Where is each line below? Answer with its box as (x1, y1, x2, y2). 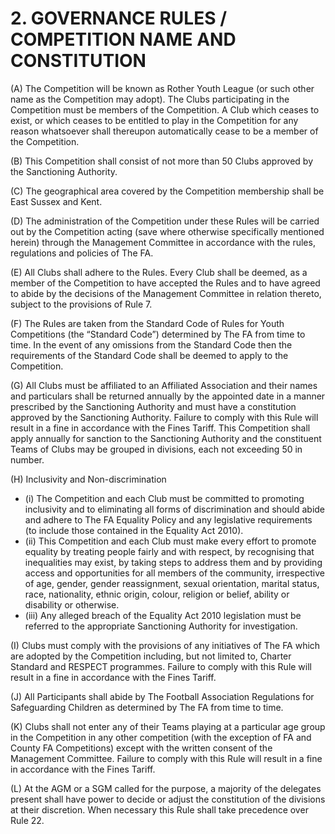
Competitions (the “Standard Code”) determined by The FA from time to (10, 328, 306, 340)
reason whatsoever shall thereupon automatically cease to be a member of (10, 125, 319, 137)
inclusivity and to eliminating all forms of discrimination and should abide (24, 503, 326, 515)
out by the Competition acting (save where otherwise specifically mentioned (10, 225, 325, 237)
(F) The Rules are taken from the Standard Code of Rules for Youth (10, 317, 285, 329)
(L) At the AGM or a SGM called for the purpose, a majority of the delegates (10, 782, 322, 794)
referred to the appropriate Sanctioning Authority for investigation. (24, 620, 298, 632)
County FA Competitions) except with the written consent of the (10, 742, 273, 754)
